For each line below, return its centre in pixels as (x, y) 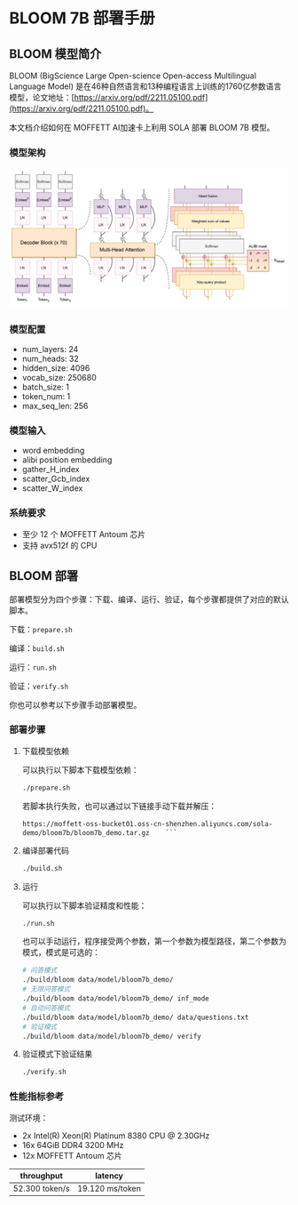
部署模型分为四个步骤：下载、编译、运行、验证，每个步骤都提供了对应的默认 (149, 599)
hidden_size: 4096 (56, 368)
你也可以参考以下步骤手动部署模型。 (75, 704)
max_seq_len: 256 (55, 406)
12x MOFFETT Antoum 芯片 (72, 1155)
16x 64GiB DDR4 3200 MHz (73, 1145)
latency (109, 1176)
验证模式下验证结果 (57, 1054)
